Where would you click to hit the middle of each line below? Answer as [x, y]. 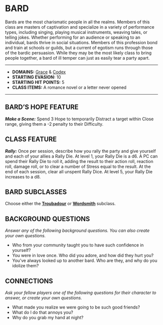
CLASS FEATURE [31, 139]
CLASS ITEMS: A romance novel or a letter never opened [69, 87]
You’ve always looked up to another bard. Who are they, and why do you [85, 260]
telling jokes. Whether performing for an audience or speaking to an [73, 37]
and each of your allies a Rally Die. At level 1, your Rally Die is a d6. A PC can [81, 156]
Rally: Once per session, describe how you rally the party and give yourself [81, 151]
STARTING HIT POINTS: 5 [38, 82]
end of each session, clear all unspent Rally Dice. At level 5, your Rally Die [79, 171]
